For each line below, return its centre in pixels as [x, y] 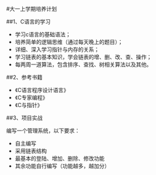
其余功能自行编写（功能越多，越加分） [62, 166]
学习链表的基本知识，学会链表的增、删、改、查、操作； [83, 57]
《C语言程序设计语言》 [42, 90]
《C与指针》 [29, 105]
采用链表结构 [31, 151]
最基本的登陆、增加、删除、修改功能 [60, 158]
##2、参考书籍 [25, 77]
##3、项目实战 [25, 118]
